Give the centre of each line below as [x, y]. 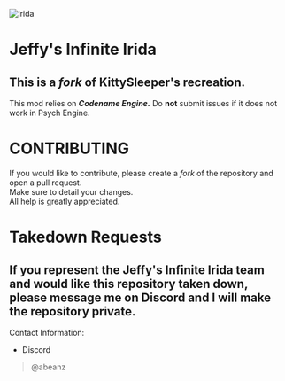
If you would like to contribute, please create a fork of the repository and [142, 173]
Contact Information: [47, 332]
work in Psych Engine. [50, 113]
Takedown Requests [85, 237]
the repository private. [73, 311]
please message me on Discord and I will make [140, 297]
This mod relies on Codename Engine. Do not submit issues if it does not [143, 103]
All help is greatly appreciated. [65, 201]
